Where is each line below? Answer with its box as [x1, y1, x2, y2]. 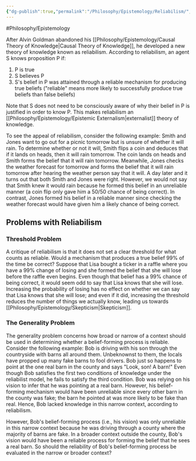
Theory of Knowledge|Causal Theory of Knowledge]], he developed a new [6, 42, 185, 49]
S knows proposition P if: [6, 54, 66, 61]
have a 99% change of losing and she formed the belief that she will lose [6, 267, 182, 274]
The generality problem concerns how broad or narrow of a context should [6, 332, 186, 339]
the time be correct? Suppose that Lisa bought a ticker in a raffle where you [6, 261, 188, 268]
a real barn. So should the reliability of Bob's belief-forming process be [6, 443, 177, 450]
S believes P [14, 72, 45, 79]
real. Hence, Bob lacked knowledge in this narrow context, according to [6, 400, 178, 407]
